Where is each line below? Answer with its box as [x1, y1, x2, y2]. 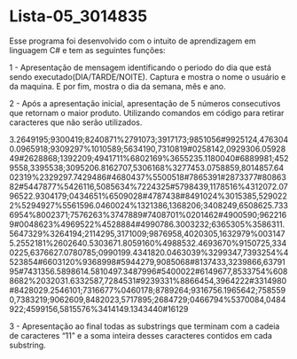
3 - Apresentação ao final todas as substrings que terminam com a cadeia [9, 321, 280, 332]
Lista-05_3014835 [9, 6, 148, 27]
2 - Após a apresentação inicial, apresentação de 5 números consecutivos [9, 98, 281, 108]
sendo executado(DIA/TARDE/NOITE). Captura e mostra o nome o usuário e [9, 71, 286, 82]
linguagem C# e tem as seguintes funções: [9, 44, 166, 55]
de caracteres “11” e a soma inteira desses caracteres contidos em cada [9, 330, 273, 340]
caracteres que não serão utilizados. [9, 117, 143, 128]
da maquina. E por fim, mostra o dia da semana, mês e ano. [9, 81, 226, 91]
